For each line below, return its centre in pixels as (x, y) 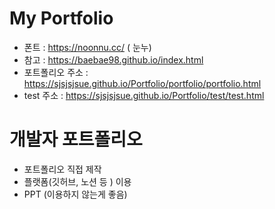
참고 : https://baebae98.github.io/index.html (113, 59)
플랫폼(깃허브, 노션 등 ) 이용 (77, 181)
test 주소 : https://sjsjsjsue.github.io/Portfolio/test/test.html (144, 95)
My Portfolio (61, 18)
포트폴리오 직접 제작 (62, 169)
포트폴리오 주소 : (56, 72)
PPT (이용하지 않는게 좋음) (75, 194)
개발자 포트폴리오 (76, 139)
